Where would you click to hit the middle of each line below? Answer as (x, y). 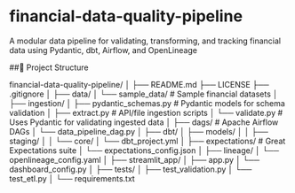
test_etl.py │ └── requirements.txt (72, 178)
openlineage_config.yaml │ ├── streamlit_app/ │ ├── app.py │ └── (135, 159)
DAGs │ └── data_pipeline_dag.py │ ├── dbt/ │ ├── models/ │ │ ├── (139, 131)
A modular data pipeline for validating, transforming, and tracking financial (145, 41)
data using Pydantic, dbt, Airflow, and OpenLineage (104, 50)
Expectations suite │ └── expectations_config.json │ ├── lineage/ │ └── (144, 150)
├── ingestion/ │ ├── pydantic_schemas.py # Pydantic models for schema (147, 103)
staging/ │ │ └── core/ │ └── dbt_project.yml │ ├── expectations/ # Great (147, 141)
